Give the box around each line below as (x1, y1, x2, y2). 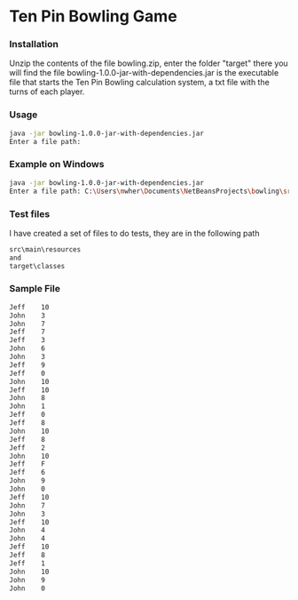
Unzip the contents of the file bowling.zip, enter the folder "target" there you (9, 58, 288, 68)
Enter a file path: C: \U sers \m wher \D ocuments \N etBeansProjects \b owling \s (9, 187, 288, 196)
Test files (9, 207, 51, 220)
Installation (9, 38, 59, 51)
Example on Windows (9, 158, 105, 171)
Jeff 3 (9, 336, 46, 345)
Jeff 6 (9, 468, 46, 477)
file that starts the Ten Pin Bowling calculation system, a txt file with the (9, 77, 271, 88)
